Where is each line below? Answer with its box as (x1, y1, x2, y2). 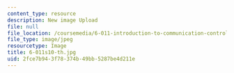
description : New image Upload (7, 17, 98, 24)
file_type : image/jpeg (7, 36, 73, 43)
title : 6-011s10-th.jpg (7, 49, 77, 56)
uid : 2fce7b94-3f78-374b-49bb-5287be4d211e (7, 56, 136, 63)
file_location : (7, 29, 52, 37)
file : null (7, 23, 39, 30)
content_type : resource (7, 10, 77, 17)
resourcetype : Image (7, 42, 68, 49)
